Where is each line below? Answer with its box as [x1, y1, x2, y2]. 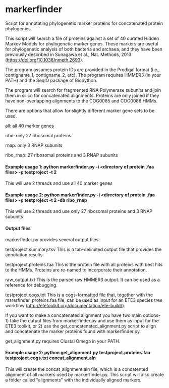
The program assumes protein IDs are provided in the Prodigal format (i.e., [5, 67, 160, 73]
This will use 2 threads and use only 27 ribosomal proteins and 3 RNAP [5, 208, 153, 214]
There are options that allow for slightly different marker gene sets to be [5, 107, 155, 114]
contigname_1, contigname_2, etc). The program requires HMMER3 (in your [5, 72, 161, 78]
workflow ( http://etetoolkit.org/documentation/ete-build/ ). [5, 302, 126, 308]
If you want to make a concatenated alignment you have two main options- [5, 312, 160, 318]
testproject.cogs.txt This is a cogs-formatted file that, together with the [5, 292, 153, 298]
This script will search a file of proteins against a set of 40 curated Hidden [5, 35, 159, 41]
